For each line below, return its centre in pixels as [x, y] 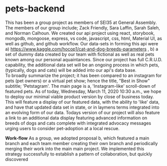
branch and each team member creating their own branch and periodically [82, 143]
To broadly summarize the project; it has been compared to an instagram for [83, 75]
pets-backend [35, 9]
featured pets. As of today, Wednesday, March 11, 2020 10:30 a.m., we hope [83, 91]
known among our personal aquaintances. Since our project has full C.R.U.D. [84, 59]
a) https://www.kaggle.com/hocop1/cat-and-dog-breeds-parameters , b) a [82, 49]
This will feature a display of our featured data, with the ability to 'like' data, [82, 102]
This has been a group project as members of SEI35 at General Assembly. [81, 22]
